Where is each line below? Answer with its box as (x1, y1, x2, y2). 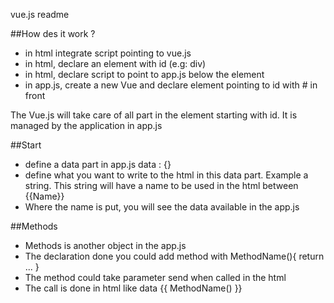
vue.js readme (10, 9, 70, 20)
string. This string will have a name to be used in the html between (24, 180, 299, 191)
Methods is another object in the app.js (24, 240, 187, 251)
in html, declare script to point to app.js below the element (24, 69, 265, 80)
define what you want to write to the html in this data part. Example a (24, 169, 309, 181)
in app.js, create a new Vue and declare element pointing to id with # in (24, 79, 318, 91)
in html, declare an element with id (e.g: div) (24, 58, 207, 69)
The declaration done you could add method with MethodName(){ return (24, 250, 325, 262)
